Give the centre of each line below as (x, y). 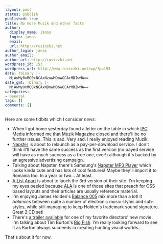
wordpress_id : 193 (24, 64)
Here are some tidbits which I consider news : (51, 119)
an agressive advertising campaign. (48, 160)
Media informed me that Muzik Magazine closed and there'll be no (79, 134)
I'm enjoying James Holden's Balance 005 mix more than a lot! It (77, 196)
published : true (22, 19)
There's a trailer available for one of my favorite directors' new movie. (82, 217)
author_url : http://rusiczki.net (39, 60)
